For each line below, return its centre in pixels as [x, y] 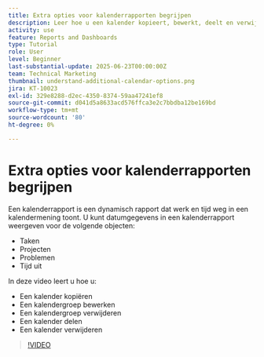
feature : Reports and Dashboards [63, 37]
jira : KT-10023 [33, 88]
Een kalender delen [51, 321]
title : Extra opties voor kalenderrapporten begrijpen [100, 15]
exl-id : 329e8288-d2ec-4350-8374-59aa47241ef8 [86, 96]
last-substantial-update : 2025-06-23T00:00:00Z [88, 67]
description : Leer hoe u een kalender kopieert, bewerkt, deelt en [121, 23]
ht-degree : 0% [31, 125]
